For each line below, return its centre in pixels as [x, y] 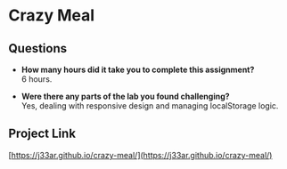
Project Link [42, 134]
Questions [38, 48]
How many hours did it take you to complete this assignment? [138, 69]
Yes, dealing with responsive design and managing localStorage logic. [150, 106]
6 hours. [37, 79]
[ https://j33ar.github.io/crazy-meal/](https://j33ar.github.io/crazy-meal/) [140, 155]
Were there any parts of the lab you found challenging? [125, 96]
